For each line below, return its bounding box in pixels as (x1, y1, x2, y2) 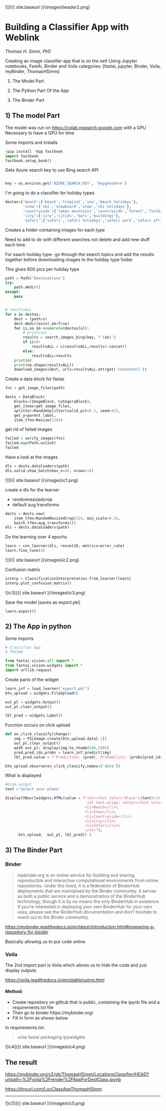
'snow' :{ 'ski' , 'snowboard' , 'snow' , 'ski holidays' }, (23, 204, 132, 209)
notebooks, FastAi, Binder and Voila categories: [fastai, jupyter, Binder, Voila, (5, 63, 161, 69)
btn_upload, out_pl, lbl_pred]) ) (18, 833, 92, 838)
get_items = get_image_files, (14, 403, 72, 408)
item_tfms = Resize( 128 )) (14, 417, 63, 422)
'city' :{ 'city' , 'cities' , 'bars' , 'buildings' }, (23, 213, 121, 218)
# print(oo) (23, 330, 48, 335)
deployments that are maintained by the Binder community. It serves (17, 888, 157, 894)
